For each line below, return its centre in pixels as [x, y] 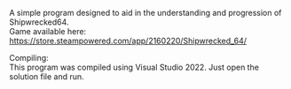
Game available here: [48, 31]
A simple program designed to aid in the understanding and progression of [145, 13]
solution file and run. [47, 77]
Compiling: [29, 58]
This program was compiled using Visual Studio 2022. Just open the [134, 67]
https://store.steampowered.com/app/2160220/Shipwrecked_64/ [128, 41]
